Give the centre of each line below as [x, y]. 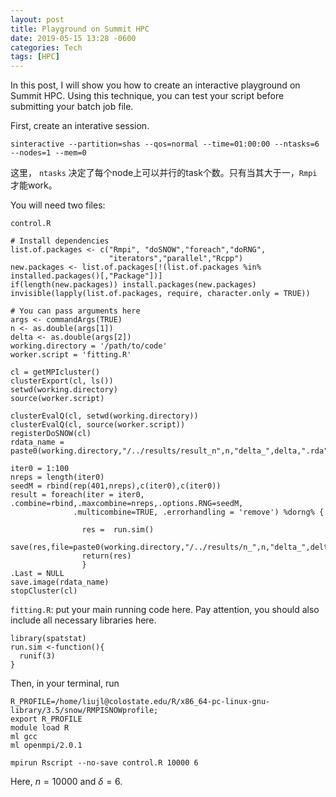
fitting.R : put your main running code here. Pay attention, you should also [165, 610]
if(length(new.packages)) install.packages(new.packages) [133, 285]
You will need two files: [58, 205]
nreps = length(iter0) [57, 477]
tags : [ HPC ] [35, 57]
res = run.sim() [118, 530]
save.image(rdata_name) [60, 582]
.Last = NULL [37, 574]
